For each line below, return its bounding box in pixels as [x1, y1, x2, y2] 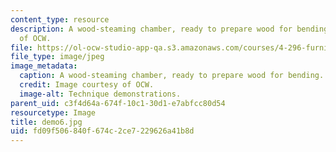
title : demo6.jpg [10, 117, 83, 127]
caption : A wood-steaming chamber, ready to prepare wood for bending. [19, 71, 325, 81]
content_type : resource [10, 14, 110, 25]
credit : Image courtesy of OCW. [19, 80, 155, 90]
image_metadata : [10, 61, 78, 71]
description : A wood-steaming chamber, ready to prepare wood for [10, 24, 293, 34]
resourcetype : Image [10, 107, 97, 118]
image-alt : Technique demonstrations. [19, 89, 182, 99]
